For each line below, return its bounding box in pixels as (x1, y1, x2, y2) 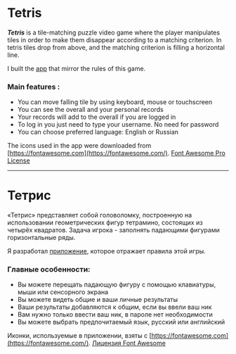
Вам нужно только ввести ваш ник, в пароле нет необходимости (17, 310, 213, 319)
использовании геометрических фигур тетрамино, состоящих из (7, 218, 203, 227)
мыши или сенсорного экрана (17, 288, 109, 296)
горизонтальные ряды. (7, 234, 76, 242)
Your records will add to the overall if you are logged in (17, 113, 176, 121)
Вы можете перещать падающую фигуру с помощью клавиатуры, (17, 280, 216, 289)
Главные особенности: (7, 265, 91, 274)
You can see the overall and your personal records (17, 106, 164, 114)
